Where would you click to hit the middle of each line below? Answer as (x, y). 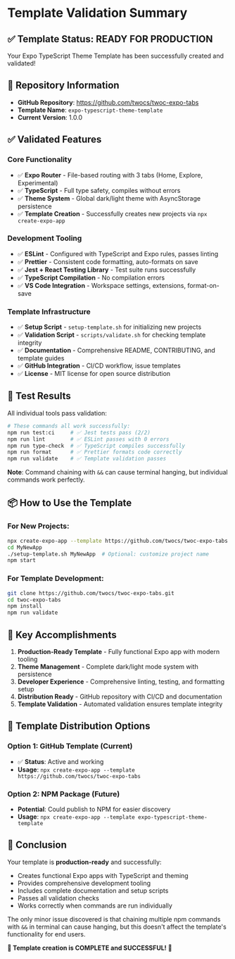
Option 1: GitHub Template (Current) (70, 746)
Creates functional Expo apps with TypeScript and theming (103, 875)
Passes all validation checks (58, 898)
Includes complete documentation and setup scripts (93, 890)
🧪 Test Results (39, 396)
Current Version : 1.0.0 (50, 117)
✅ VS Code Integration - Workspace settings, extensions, (102, 285)
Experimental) (38, 183)
